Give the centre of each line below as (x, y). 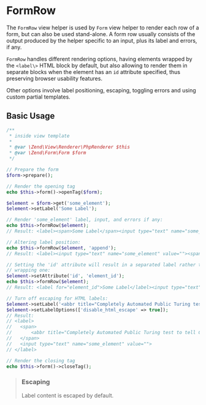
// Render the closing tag (41, 361)
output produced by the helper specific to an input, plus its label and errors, (102, 40)
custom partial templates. (38, 97)
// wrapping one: (29, 270)
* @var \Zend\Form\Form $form (48, 153)
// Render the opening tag (41, 186)
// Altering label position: (44, 242)
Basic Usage (31, 116)
